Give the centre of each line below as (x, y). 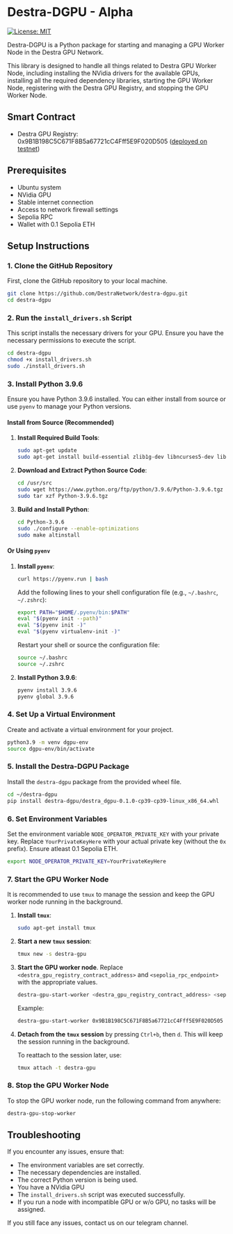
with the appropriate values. (57, 982)
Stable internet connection (55, 202)
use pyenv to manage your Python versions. (70, 407)
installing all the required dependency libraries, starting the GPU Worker (110, 80)
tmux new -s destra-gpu (52, 954)
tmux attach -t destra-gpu (56, 1068)
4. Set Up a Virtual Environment (62, 715)
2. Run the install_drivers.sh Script (70, 318)
